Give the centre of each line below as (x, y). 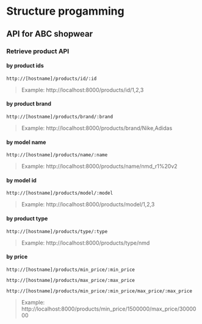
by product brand (29, 104)
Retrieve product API (38, 51)
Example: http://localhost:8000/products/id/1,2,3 (82, 90)
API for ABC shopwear (50, 34)
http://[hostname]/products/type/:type (57, 231)
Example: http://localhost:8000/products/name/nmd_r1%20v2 (99, 167)
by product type (27, 218)
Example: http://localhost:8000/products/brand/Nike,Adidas (97, 128)
